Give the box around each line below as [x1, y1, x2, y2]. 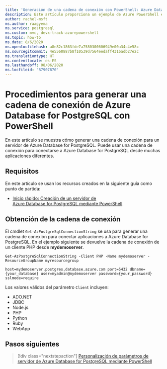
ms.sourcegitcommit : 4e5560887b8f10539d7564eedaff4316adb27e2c [5, 49, 139, 54]
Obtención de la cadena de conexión [5, 215, 121, 224]
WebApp [12, 325, 30, 331]
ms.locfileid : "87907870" [5, 68, 59, 73]
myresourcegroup [45, 258, 79, 263]
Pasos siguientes [5, 340, 60, 348]
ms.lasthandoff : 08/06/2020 [5, 63, 64, 68]
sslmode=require [5, 276, 39, 280]
